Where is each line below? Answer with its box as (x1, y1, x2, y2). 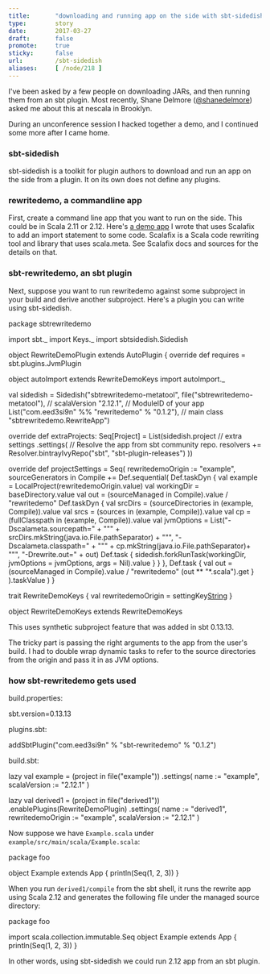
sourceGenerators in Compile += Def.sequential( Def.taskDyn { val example (8, 472, 259, 482)
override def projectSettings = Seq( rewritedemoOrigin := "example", (8, 464, 236, 473)
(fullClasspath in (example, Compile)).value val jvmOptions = (8, 515, 209, 525)
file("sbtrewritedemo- (181, 389, 253, 399)
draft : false (8, 34, 74, 43)
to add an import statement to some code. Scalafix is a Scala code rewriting (8, 231, 260, 240)
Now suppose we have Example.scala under (8, 828, 154, 838)
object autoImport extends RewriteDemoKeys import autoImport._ (8, 374, 226, 384)
